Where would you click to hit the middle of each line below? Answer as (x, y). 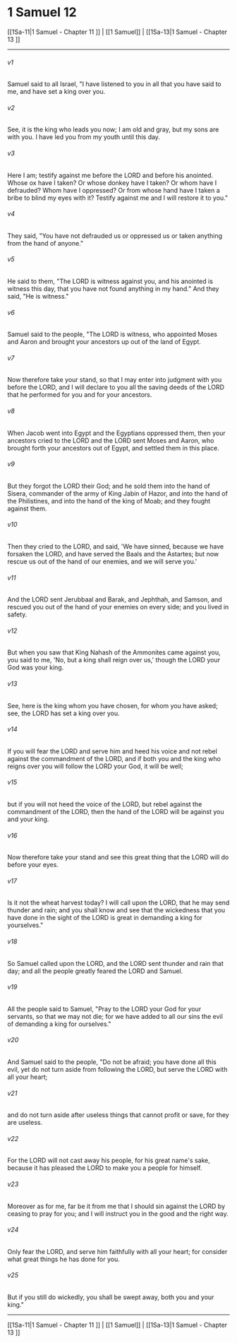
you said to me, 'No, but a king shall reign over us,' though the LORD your (114, 660)
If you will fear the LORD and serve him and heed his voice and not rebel (112, 751)
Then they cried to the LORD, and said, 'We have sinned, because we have (116, 546)
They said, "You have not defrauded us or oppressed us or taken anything (115, 235)
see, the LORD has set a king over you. (63, 713)
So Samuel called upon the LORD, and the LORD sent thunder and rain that (115, 963)
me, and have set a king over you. (56, 92)
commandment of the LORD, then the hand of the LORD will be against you (116, 811)
